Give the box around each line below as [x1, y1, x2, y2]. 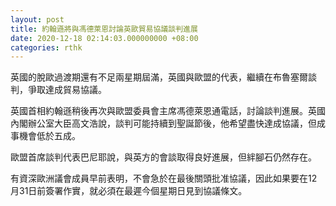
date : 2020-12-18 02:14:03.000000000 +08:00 [10, 33, 199, 43]
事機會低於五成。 [10, 130, 81, 142]
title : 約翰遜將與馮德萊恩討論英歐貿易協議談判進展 [10, 24, 198, 34]
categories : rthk [10, 42, 83, 53]
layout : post [10, 14, 65, 25]
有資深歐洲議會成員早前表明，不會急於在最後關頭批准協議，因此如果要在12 [10, 172, 318, 185]
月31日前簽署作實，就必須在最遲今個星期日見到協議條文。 [10, 185, 248, 197]
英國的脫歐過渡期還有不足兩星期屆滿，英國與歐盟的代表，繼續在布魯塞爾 [10, 71, 308, 83]
